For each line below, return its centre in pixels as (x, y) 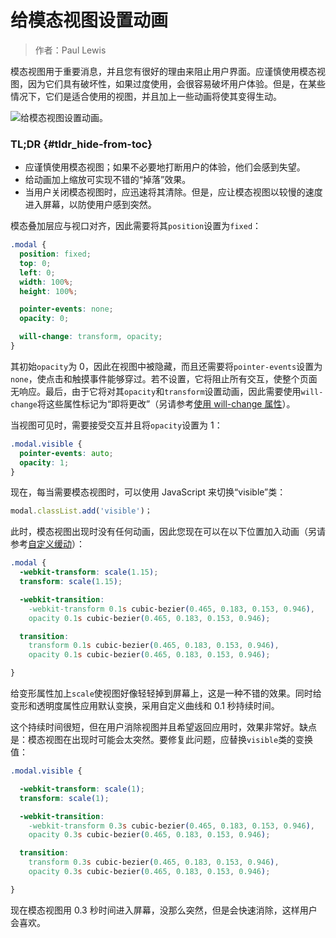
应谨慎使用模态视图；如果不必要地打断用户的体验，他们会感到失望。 (165, 167)
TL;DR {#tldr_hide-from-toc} (81, 144)
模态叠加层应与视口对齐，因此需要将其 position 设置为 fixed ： (136, 226)
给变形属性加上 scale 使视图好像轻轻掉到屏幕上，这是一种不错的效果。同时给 (166, 693)
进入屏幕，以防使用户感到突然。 (90, 205)
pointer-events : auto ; (66, 453)
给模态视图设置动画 (89, 20)
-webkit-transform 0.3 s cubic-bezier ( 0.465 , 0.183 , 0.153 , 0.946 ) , (171, 826)
